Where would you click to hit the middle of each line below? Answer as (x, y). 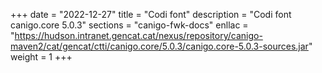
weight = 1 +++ (41, 57)
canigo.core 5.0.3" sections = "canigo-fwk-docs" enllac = (129, 25)
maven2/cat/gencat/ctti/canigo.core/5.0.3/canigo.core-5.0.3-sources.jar (159, 46)
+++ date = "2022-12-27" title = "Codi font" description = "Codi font (151, 14)
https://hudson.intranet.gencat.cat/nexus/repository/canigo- (138, 35)
